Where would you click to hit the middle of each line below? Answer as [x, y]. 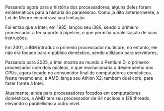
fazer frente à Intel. [25, 83]
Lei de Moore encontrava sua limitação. [45, 18]
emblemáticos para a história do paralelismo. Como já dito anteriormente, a [82, 12]
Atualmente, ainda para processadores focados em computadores [73, 93]
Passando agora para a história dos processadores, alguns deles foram [78, 7]
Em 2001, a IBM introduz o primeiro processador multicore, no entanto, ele [81, 47]
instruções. [17, 38]
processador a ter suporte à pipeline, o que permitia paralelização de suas [81, 32]
